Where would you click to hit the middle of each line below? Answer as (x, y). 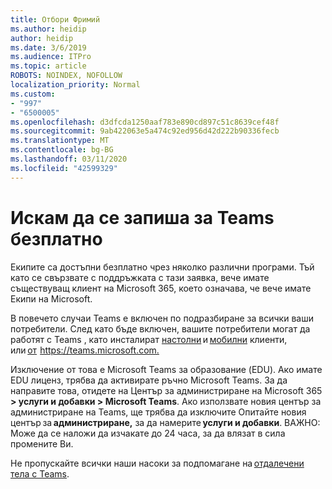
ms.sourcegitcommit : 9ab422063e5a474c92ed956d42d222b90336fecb (145, 131)
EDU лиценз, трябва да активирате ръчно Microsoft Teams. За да (149, 380)
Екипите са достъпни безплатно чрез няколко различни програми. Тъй (162, 267)
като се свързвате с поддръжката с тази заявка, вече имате (140, 277)
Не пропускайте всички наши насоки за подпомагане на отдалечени (157, 463)
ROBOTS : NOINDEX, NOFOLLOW (66, 76)
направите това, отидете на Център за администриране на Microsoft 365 (166, 390)
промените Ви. (42, 443)
